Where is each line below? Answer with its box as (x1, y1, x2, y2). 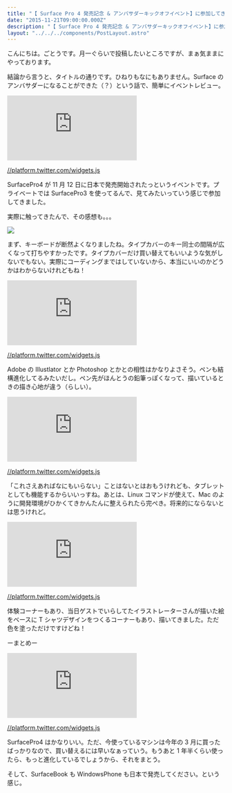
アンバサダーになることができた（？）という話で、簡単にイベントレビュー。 (7, 81, 224, 90)
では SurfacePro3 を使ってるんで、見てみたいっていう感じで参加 (37, 189, 221, 197)
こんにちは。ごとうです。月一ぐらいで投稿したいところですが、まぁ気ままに (7, 49, 224, 57)
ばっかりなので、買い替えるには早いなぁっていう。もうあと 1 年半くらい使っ (7, 747, 224, 755)
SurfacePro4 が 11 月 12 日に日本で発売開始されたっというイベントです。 (7, 181, 214, 189)
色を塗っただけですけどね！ (7, 624, 86, 632)
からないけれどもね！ (25, 266, 86, 274)
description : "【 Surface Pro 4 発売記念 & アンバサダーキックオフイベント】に (7, 23, 220, 30)
